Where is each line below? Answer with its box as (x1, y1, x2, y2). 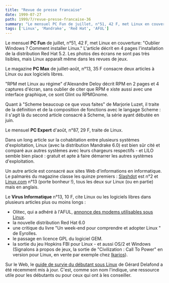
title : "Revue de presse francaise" (5, 7, 82, 13)
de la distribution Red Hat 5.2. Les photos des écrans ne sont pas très (5, 51, 150, 57)
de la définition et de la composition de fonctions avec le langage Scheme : (5, 107, 161, 113)
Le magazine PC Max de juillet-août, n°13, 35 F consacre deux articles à (5, 66, 155, 72)
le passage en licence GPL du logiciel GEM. (12, 236, 103, 242)
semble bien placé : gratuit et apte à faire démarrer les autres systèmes (5, 153, 153, 159)
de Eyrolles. (12, 230, 37, 237)
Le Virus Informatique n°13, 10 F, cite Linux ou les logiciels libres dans (5, 194, 151, 200)
